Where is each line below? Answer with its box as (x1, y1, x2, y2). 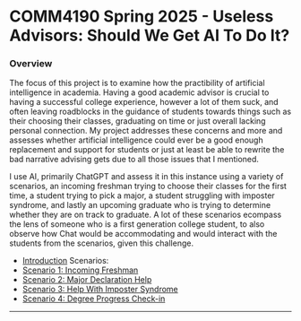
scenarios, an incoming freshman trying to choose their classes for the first (9, 181, 287, 192)
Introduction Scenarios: (21, 256, 109, 266)
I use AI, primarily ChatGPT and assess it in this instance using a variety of (9, 171, 284, 182)
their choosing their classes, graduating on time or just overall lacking (9, 116, 266, 126)
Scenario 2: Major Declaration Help (21, 274, 152, 285)
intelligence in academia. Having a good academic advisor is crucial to (9, 87, 270, 98)
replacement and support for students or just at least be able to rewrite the (9, 144, 285, 155)
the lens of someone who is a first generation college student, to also (9, 219, 265, 230)
